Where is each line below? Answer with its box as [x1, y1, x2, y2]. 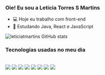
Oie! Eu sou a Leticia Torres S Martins [5, 4, 100, 11]
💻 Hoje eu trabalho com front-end [12, 16, 86, 22]
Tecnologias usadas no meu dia [5, 46, 86, 53]
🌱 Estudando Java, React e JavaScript [12, 24, 94, 30]
